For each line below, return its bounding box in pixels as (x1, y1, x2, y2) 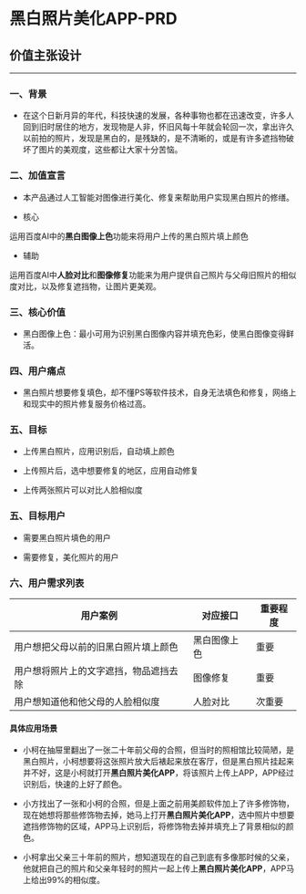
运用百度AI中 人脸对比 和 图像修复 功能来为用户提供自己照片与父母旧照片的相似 (9, 269, 297, 280)
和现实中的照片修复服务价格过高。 (22, 399, 151, 410)
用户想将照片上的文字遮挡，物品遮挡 (14, 665, 170, 678)
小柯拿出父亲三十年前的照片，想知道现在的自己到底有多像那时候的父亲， (22, 852, 294, 863)
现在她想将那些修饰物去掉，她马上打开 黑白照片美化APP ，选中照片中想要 (22, 809, 295, 821)
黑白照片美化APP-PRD (9, 8, 178, 29)
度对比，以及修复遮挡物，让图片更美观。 (9, 280, 161, 292)
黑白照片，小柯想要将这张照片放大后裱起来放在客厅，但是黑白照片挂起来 (22, 756, 294, 767)
